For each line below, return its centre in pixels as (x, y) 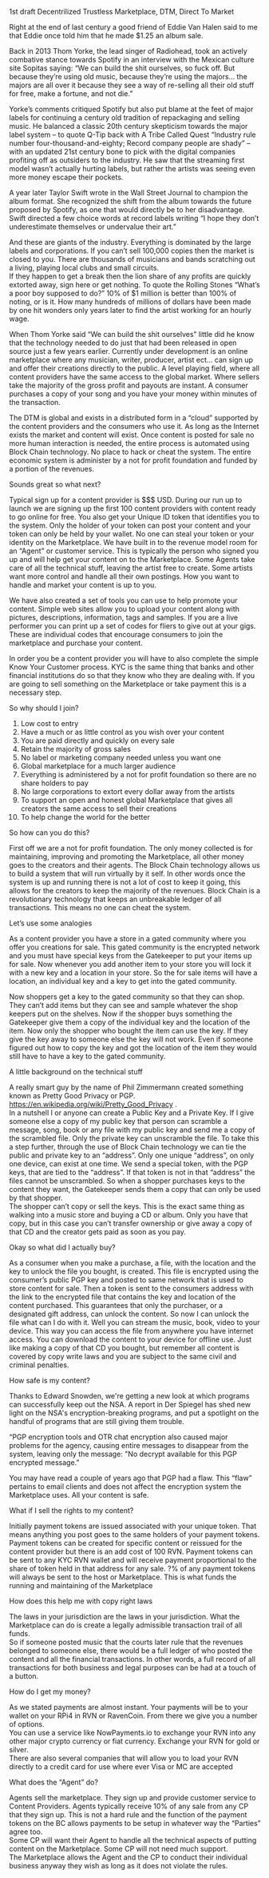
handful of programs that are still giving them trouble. (97, 1421)
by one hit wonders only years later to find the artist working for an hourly (131, 310)
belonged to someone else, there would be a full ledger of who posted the (131, 1651)
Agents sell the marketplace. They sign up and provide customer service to (133, 1798)
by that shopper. (36, 1198)
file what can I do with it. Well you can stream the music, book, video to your (134, 1322)
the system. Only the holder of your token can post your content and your (130, 525)
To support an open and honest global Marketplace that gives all (127, 800)
